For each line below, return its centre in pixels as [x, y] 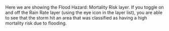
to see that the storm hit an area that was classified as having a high [76, 18]
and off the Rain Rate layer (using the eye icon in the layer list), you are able [84, 12]
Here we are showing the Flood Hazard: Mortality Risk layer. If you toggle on [85, 7]
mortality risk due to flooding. [36, 23]
